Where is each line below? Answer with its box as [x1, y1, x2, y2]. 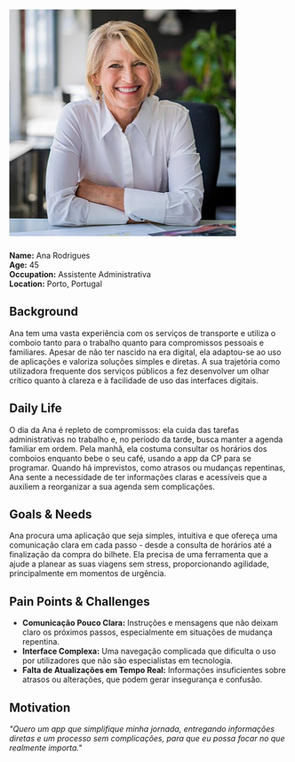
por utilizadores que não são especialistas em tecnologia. [21, 655, 233, 666]
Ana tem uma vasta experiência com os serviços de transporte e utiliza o [9, 327, 276, 338]
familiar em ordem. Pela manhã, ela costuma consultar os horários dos [9, 443, 267, 453]
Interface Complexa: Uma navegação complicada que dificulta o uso [21, 646, 276, 657]
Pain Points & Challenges [9, 594, 151, 609]
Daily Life [9, 401, 62, 416]
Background [9, 304, 78, 319]
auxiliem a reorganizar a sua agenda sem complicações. [9, 481, 215, 492]
